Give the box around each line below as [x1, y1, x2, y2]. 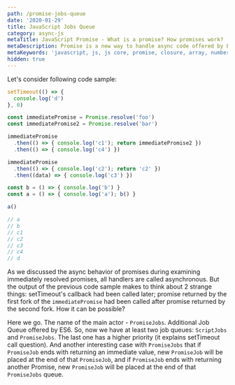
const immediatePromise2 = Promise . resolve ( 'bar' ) [7, 120, 158, 128]
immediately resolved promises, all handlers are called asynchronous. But [7, 275, 220, 284]
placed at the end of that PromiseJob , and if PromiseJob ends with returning [7, 356, 222, 364]
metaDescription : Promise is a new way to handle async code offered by [7, 43, 224, 50]
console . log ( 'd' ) [13, 95, 64, 102]
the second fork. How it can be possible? [7, 305, 126, 313]
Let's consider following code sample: [7, 75, 117, 83]
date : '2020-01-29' [7, 17, 64, 24]
